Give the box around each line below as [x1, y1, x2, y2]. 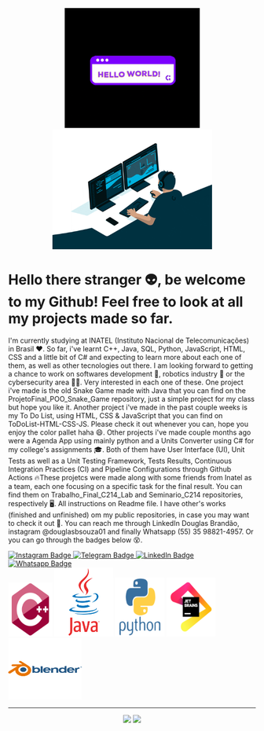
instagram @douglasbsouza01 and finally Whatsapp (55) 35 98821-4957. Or [8, 527, 254, 536]
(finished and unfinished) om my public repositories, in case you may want [8, 510, 250, 520]
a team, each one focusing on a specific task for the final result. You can [8, 481, 243, 490]
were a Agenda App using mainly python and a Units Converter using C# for [8, 435, 255, 445]
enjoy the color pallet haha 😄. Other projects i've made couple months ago [8, 428, 251, 437]
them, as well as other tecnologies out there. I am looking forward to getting [8, 361, 254, 370]
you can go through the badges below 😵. [8, 534, 143, 545]
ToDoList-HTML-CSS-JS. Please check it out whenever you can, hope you [8, 419, 249, 428]
